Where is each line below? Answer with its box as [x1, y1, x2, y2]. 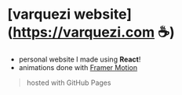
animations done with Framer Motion [18, 62, 138, 72]
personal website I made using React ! [18, 55, 141, 64]
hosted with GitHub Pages [26, 78, 111, 87]
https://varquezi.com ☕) [13, 23, 176, 41]
